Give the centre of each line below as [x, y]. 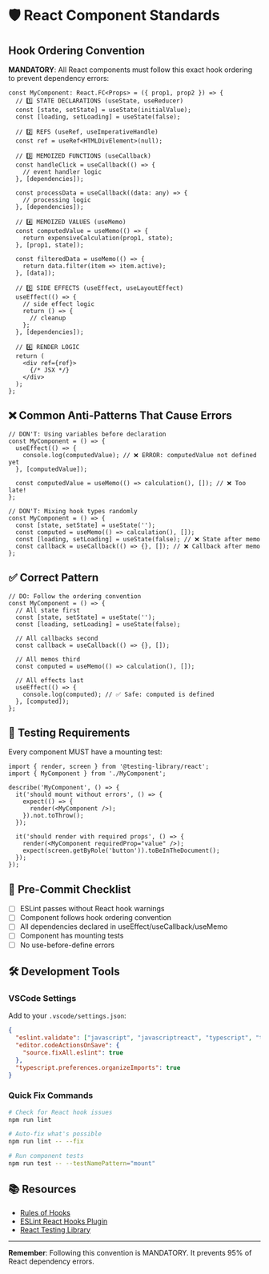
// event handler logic [62, 172]
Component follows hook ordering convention [96, 918]
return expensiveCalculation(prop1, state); [98, 238]
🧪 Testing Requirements [69, 733]
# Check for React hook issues [60, 1112]
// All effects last [50, 680]
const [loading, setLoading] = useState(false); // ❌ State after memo [138, 539]
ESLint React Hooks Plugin [64, 1221]
